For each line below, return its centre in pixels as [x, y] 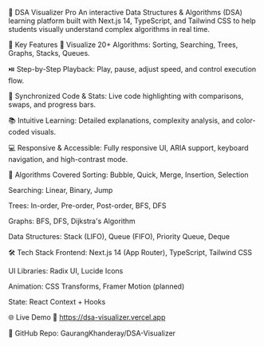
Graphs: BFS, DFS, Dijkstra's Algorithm [72, 221]
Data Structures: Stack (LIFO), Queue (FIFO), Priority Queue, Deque [119, 236]
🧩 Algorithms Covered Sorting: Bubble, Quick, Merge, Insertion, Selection [128, 175]
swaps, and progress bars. [52, 104]
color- [246, 120]
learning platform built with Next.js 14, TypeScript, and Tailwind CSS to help [132, 21]
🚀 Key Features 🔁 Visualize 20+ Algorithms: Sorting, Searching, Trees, [123, 45]
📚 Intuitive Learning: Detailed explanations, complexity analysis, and [121, 120]
